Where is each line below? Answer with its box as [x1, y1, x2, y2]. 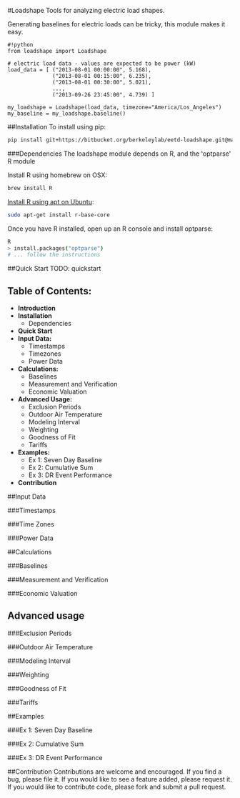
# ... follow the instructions [7, 251, 101, 259]
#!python [7, 41, 34, 49]
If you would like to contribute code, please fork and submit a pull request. [7, 782, 226, 791]
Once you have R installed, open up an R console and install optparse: [7, 224, 213, 233]
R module [7, 156, 36, 165]
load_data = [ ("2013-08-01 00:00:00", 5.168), [7, 66, 152, 74]
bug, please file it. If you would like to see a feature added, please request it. [7, 774, 232, 783]
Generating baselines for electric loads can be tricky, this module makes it [7, 20, 226, 28]
